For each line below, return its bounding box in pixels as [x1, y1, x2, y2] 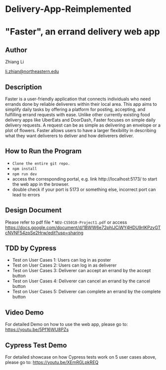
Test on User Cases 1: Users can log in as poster [12, 257, 111, 263]
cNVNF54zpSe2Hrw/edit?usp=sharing [5, 230, 84, 235]
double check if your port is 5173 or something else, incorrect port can [12, 186, 156, 192]
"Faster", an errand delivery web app [5, 26, 160, 38]
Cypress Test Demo [5, 341, 67, 349]
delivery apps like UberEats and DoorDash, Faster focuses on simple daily [5, 117, 156, 123]
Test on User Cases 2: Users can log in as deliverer [12, 262, 117, 268]
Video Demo [5, 308, 44, 317]
